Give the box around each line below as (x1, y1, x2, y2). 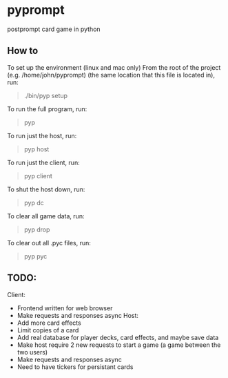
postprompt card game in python (7, 25, 101, 33)
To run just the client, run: (7, 158, 81, 167)
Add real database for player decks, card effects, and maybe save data (17, 333, 219, 341)
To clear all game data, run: (7, 211, 85, 220)
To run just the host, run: (7, 131, 77, 140)
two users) (17, 348, 48, 356)
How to (7, 45, 39, 57)
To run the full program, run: (7, 104, 87, 113)
